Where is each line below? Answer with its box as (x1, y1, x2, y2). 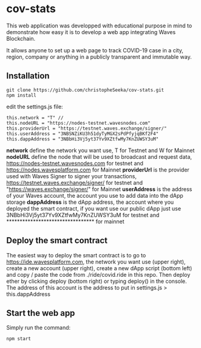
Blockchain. (6, 35, 36, 42)
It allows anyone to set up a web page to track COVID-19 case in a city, (6, 46, 184, 54)
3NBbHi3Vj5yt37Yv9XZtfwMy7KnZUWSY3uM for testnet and (6, 211, 160, 218)
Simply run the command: (6, 324, 71, 332)
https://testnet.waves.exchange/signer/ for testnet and (6, 179, 143, 186)
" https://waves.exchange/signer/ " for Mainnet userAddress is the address (6, 185, 192, 193)
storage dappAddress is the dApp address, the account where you (6, 198, 174, 206)
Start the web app (6, 308, 75, 318)
